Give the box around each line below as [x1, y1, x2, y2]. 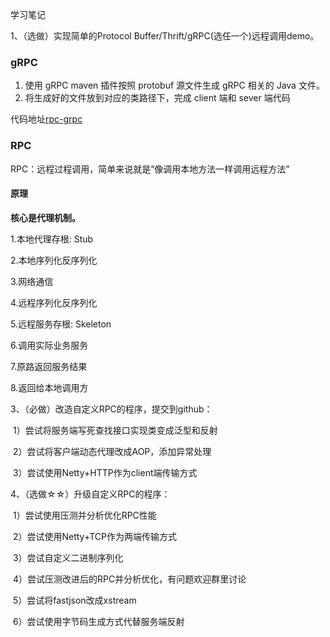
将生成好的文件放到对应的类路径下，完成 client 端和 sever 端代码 [24, 92, 291, 104]
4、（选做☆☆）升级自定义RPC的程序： [10, 488, 171, 500]
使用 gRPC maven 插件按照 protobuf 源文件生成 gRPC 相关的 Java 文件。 [24, 79, 325, 92]
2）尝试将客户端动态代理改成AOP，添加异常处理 [12, 445, 212, 457]
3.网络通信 [10, 275, 54, 287]
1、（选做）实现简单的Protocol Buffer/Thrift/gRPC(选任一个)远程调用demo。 [10, 30, 320, 42]
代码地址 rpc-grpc [10, 113, 83, 125]
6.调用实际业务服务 [10, 339, 89, 351]
